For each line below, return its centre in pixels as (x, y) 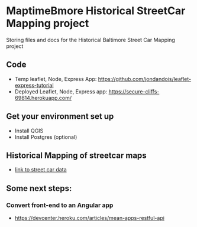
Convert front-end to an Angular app (60, 205)
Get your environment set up (60, 116)
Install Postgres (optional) (46, 137)
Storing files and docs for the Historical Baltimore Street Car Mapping (91, 40)
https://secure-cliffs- (134, 91)
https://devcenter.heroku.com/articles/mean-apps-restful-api (89, 218)
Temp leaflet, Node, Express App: (56, 79)
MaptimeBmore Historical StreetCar (96, 11)
